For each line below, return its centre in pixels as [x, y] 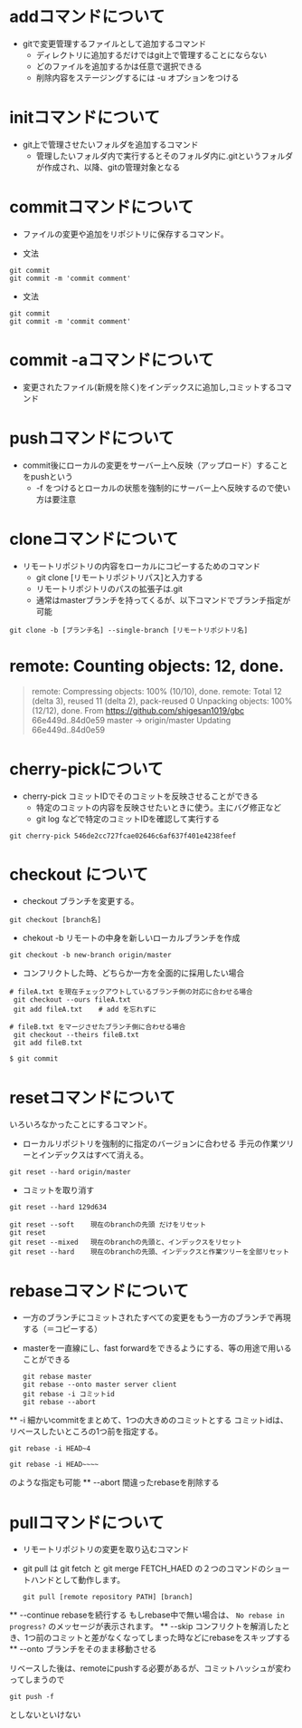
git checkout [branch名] [56, 920]
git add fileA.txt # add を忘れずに [85, 1010]
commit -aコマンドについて [112, 360]
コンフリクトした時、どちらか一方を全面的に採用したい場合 [133, 973]
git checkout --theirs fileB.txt [76, 1035]
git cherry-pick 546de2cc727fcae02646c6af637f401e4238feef [123, 836]
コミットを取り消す [58, 1190]
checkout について [79, 874]
